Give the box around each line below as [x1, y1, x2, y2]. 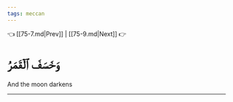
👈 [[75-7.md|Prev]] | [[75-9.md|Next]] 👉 [7, 29, 127, 38]
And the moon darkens [7, 80, 73, 88]
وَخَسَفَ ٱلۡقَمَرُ [7, 56, 60, 72]
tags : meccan [7, 10, 45, 17]
